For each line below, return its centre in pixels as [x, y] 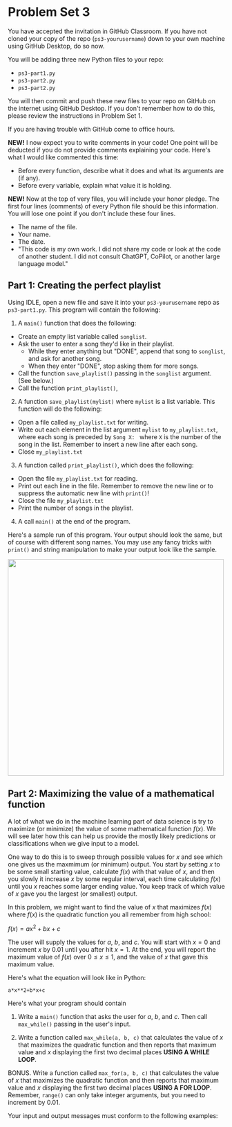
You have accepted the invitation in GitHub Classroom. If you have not [107, 31]
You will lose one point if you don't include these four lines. [92, 213]
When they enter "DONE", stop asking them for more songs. [113, 366]
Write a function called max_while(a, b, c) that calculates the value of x [120, 1038]
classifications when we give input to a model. [74, 843]
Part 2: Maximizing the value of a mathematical [111, 794]
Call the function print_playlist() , [68, 388]
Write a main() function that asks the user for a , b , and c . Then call [113, 1017]
